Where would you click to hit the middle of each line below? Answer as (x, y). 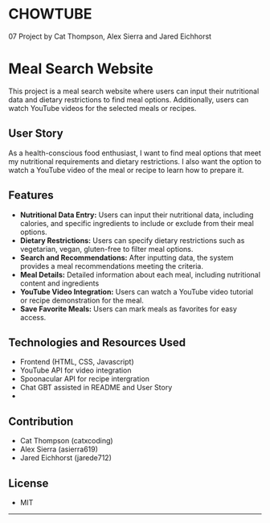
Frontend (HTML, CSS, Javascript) (77, 362)
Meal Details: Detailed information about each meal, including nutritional (140, 274)
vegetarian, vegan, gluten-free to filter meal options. (106, 249)
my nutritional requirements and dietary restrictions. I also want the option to (135, 161)
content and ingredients (59, 283)
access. (33, 317)
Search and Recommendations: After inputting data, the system (127, 257)
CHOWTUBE (50, 14)
